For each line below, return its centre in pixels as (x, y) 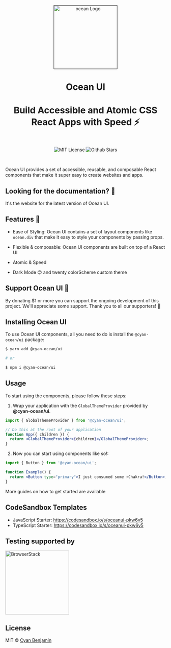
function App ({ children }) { (37, 434)
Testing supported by (40, 541)
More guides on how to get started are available (55, 491)
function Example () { (28, 472)
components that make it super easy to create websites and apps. (75, 175)
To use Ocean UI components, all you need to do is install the (69, 334)
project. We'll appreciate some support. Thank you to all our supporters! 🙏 (83, 306)
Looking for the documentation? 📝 (60, 191)
